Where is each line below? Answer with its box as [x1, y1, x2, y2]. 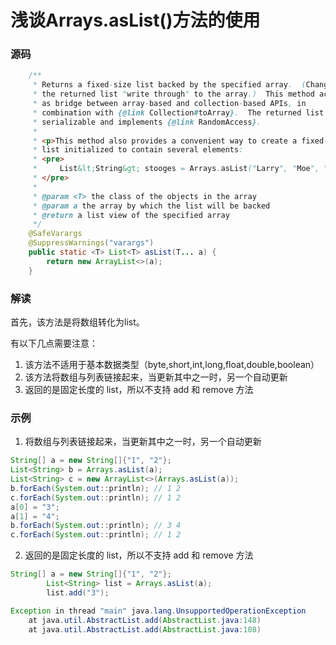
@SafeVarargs [28, 229, 83, 239]
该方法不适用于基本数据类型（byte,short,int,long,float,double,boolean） [24, 359, 320, 371]
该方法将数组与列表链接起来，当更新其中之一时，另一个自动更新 [24, 371, 288, 383]
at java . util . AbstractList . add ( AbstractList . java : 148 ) [28, 615, 262, 625]
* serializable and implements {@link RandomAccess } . [32, 117, 262, 127]
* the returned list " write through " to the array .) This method [32, 89, 315, 100]
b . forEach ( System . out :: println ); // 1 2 [10, 483, 182, 493]
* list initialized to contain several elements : [32, 145, 244, 155]
